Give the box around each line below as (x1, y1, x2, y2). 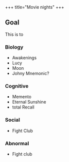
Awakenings (12, 55, 37, 61)
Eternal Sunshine (12, 99, 46, 105)
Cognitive (5, 83, 29, 90)
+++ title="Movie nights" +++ (5, 4, 65, 10)
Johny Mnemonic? (12, 71, 50, 77)
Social (5, 116, 20, 123)
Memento (12, 94, 32, 100)
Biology (5, 44, 23, 51)
